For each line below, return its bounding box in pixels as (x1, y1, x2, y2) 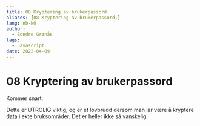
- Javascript (12, 43, 45, 49)
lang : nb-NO (6, 20, 36, 26)
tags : (6, 37, 20, 43)
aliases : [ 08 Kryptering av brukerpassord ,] (6, 15, 121, 21)
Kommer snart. (6, 94, 44, 102)
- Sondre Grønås (12, 31, 53, 38)
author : (6, 25, 26, 32)
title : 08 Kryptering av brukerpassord (6, 8, 107, 15)
